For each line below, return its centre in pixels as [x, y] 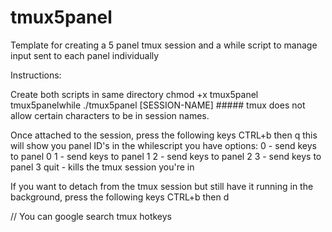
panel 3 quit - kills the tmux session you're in [102, 167]
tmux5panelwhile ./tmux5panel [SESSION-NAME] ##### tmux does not [158, 105]
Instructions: [36, 75]
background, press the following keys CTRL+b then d [120, 197]
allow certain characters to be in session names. [110, 115]
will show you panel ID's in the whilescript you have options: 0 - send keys [163, 145]
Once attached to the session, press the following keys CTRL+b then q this [164, 135]
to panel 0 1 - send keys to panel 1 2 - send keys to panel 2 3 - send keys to [166, 156]
